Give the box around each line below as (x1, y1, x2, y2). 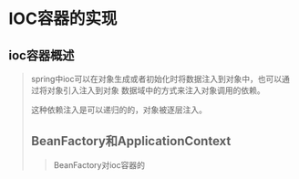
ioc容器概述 (8, 47, 75, 63)
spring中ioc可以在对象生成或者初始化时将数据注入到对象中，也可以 (30, 74, 283, 84)
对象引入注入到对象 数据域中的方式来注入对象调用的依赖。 (46, 85, 265, 96)
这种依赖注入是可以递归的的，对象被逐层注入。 (30, 104, 207, 115)
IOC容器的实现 (8, 8, 118, 29)
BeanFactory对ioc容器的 (53, 159, 145, 170)
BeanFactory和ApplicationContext (30, 133, 232, 149)
